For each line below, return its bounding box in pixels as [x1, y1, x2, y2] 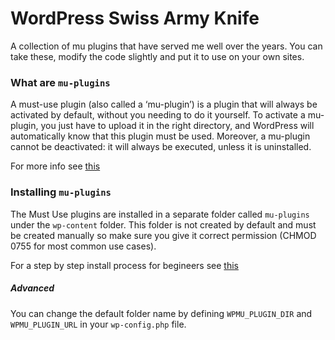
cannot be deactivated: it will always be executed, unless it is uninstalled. [10, 141, 312, 153]
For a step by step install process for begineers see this [10, 259, 239, 271]
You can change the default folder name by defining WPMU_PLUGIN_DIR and [10, 307, 313, 319]
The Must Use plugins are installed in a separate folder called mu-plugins [10, 208, 310, 220]
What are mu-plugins [10, 75, 111, 89]
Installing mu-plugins [10, 185, 112, 199]
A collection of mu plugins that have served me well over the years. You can [10, 40, 323, 52]
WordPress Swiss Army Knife [10, 7, 260, 30]
